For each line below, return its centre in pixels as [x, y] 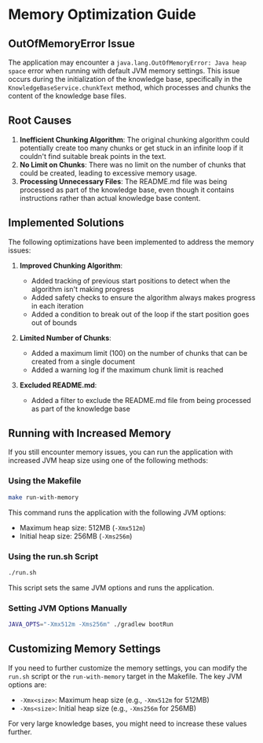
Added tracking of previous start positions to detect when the [131, 280]
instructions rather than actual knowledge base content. [110, 198]
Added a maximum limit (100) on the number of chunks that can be [139, 353]
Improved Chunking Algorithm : [71, 265]
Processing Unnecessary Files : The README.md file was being [123, 181]
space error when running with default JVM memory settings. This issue [124, 71]
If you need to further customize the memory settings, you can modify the [128, 667]
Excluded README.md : [58, 385]
